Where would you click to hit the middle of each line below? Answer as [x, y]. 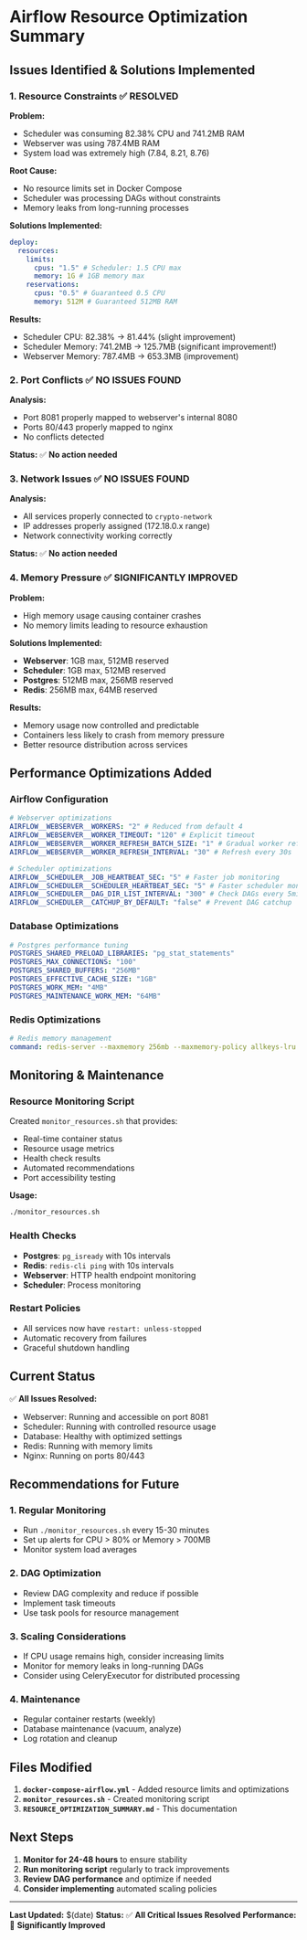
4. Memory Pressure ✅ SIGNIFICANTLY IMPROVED [124, 578]
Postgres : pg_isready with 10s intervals [96, 1256]
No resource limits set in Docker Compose [102, 188]
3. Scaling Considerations [68, 1636]
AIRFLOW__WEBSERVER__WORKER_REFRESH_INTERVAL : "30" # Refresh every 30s [151, 852]
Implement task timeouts [69, 1603]
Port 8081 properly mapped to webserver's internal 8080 [130, 418]
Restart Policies [45, 1309]
